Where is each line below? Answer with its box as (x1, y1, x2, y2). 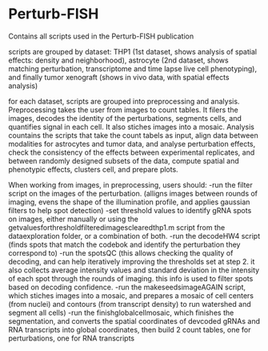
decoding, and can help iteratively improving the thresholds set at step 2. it (8, 256, 255, 266)
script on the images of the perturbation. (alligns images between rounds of (8, 188, 258, 198)
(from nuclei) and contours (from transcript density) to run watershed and (8, 299, 251, 309)
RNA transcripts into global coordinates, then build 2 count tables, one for (8, 325, 251, 334)
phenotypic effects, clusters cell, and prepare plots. (8, 164, 178, 174)
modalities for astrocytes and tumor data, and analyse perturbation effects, (8, 139, 256, 148)
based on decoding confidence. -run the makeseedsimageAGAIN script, (8, 282, 246, 292)
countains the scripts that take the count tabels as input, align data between (8, 130, 258, 140)
